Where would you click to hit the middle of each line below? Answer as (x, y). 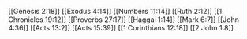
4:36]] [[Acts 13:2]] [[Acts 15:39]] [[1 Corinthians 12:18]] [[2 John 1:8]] (121, 28)
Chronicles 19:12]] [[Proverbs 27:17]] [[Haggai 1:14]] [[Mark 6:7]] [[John (123, 19)
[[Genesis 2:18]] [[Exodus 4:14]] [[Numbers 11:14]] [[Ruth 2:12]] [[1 (115, 11)
